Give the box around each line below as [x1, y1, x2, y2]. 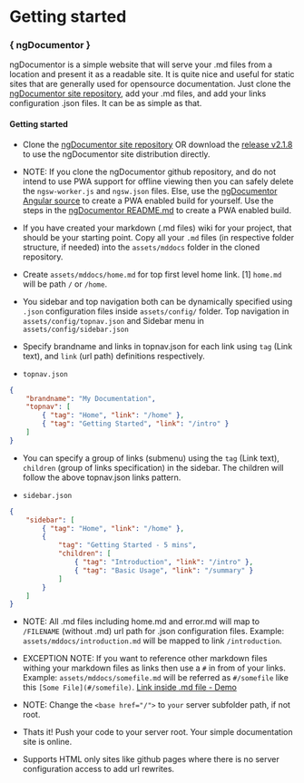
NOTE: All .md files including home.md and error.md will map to [22, 616, 260, 627]
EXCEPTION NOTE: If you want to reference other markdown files [22, 653, 268, 664]
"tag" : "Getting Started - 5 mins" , [57, 541, 197, 550]
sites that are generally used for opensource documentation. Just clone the [9, 79, 291, 90]
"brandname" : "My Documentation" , [25, 394, 156, 403]
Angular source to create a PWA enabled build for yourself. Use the [22, 195, 274, 206]
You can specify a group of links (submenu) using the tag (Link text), [22, 452, 279, 464]
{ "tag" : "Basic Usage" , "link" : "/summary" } [74, 565, 254, 575]
